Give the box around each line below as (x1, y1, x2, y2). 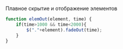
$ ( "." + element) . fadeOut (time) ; (26, 27, 103, 33)
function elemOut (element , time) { (5, 16, 92, 22)
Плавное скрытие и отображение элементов (5, 5, 118, 12)
